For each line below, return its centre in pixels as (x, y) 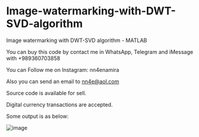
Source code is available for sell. (46, 93)
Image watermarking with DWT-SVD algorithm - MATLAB (77, 40)
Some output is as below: (37, 116)
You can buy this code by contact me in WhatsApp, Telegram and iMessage (100, 51)
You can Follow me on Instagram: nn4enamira (63, 69)
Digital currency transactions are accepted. (60, 104)
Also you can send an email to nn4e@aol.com (63, 81)
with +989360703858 (33, 58)
